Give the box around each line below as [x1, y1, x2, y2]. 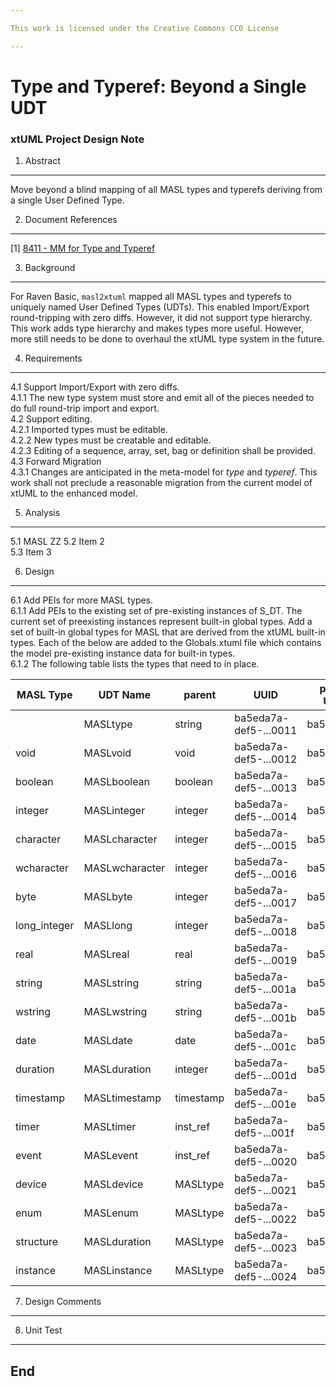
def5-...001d [234, 1069, 297, 1083]
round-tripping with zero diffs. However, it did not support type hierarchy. [10, 312, 313, 324]
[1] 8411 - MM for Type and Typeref [10, 242, 156, 255]
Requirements [24, 352, 83, 365]
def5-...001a [234, 982, 297, 996]
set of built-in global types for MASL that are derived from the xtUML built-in [10, 626, 326, 638]
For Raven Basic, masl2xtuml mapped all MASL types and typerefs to [10, 291, 292, 303]
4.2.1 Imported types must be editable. [10, 424, 168, 436]
